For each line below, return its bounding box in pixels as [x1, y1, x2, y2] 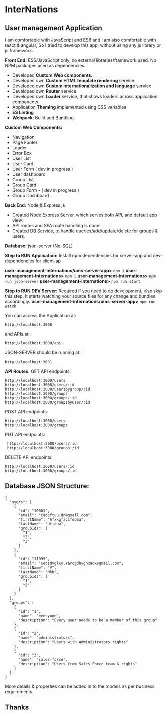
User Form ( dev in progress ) [12, 166, 73, 172]
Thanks [5, 703, 29, 712]
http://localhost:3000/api [5, 341, 61, 346]
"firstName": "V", [18, 565, 57, 570]
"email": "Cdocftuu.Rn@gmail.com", [18, 512, 93, 518]
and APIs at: [5, 331, 30, 337]
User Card [12, 161, 34, 166]
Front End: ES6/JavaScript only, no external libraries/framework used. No [5, 57, 156, 63]
